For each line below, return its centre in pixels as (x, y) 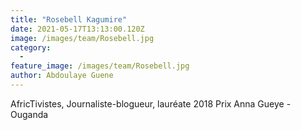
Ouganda (29, 114)
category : (31, 47)
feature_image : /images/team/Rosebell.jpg (100, 66)
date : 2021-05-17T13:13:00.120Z (77, 29)
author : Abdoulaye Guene (62, 76)
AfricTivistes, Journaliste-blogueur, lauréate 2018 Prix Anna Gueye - (151, 103)
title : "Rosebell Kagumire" (69, 19)
